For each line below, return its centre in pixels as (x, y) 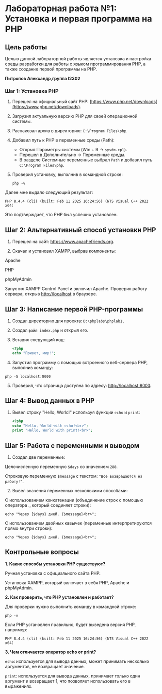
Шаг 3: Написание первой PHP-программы (74, 309)
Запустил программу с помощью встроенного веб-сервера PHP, (80, 362)
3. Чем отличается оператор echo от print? (50, 652)
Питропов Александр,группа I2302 (43, 78)
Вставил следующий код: (38, 339)
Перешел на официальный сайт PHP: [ (52, 102)
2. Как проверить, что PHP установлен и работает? (59, 597)
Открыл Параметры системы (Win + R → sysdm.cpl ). (73, 150)
